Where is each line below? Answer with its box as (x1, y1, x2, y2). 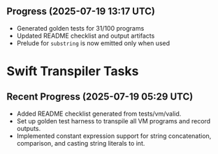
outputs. (16, 124, 41, 132)
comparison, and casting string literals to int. (16, 139, 145, 147)
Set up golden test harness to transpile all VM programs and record (16, 116, 211, 125)
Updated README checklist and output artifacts (16, 31, 155, 40)
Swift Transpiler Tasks (6, 63, 139, 79)
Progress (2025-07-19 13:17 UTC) (6, 6, 155, 17)
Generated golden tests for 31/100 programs (16, 24, 145, 32)
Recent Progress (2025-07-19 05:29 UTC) (6, 91, 194, 103)
